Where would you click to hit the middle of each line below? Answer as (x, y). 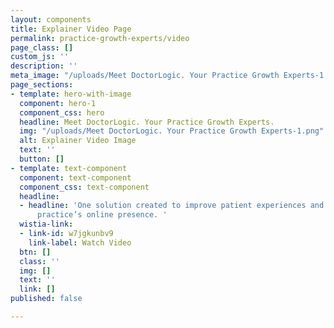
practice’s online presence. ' (102, 215)
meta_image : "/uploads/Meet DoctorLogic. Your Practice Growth (145, 76)
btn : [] (35, 252)
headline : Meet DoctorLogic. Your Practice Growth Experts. (147, 122)
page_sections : (42, 85)
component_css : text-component (84, 187)
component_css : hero (62, 112)
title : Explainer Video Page (71, 29)
